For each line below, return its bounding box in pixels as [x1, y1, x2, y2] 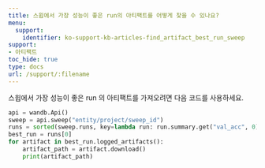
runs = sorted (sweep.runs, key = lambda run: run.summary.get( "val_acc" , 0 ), [8, 123, 263, 131]
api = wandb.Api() [8, 108, 69, 117]
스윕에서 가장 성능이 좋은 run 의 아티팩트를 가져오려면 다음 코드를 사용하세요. [8, 92, 244, 103]
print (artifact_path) [22, 152, 93, 160]
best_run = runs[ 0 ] [8, 131, 73, 139]
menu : [8, 19, 26, 27]
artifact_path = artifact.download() [22, 145, 147, 153]
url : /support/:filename [8, 70, 90, 78]
